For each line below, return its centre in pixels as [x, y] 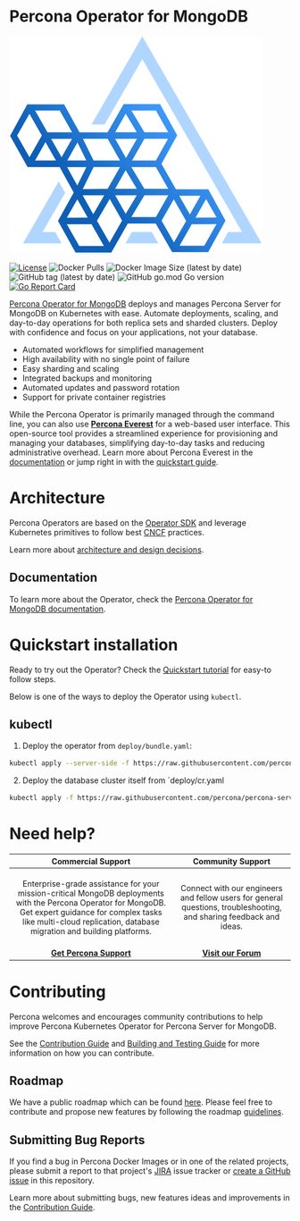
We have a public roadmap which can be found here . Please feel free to [141, 1102]
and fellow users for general [232, 898]
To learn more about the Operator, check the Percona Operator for [131, 599]
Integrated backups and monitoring [87, 378]
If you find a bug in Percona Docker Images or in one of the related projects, [149, 1162]
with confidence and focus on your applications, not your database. [134, 332]
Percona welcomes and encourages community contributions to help [136, 1016]
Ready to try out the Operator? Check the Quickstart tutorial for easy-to [141, 669]
